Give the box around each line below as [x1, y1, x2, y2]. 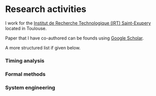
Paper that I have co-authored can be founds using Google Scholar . [5, 35, 144, 41]
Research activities [5, 3, 87, 15]
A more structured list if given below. [5, 44, 81, 50]
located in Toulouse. [5, 25, 47, 31]
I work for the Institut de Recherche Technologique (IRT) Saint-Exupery [5, 20, 151, 26]
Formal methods [5, 70, 46, 77]
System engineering [5, 84, 56, 91]
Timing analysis [5, 57, 45, 64]
